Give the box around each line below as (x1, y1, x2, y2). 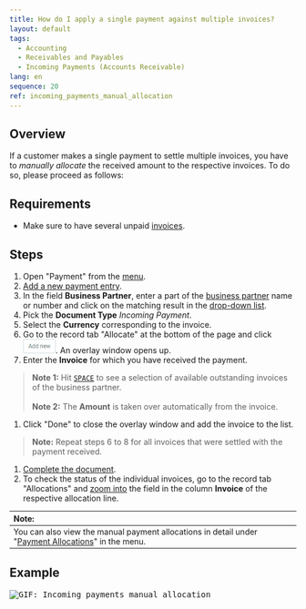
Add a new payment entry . (22, 280, 123, 291)
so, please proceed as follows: (9, 169, 125, 181)
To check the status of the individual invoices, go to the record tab (22, 473, 271, 484)
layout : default (9, 24, 71, 34)
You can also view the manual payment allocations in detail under (13, 526, 258, 537)
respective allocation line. (22, 492, 119, 504)
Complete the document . (22, 464, 117, 475)
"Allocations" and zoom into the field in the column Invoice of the (22, 483, 268, 494)
